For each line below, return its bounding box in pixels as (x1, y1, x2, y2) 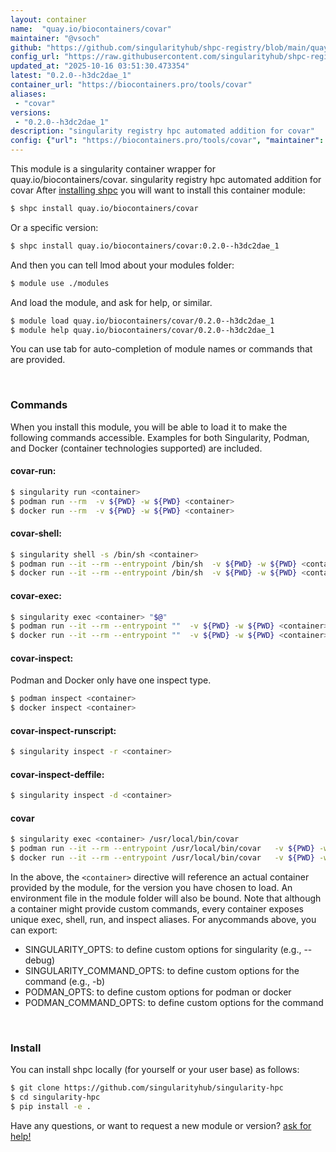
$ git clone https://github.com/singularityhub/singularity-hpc (10, 1083, 284, 1093)
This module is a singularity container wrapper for (10, 163, 216, 175)
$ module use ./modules (10, 278, 110, 288)
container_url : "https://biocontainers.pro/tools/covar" (10, 80, 253, 90)
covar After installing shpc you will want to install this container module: (10, 184, 306, 196)
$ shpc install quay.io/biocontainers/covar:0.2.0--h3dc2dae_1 (10, 241, 280, 251)
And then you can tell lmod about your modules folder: (10, 259, 235, 271)
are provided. (10, 354, 66, 366)
